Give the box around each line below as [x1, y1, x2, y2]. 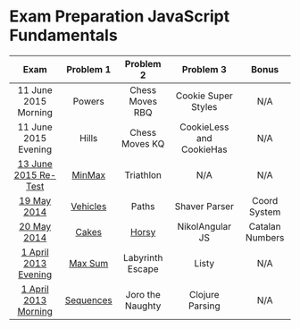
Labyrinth [123, 251, 163, 264]
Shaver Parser [174, 199, 235, 212]
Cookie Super [175, 89, 234, 102]
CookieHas [181, 143, 228, 156]
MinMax [71, 168, 105, 181]
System [248, 206, 281, 218]
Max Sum [68, 257, 109, 269]
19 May [19, 194, 52, 207]
